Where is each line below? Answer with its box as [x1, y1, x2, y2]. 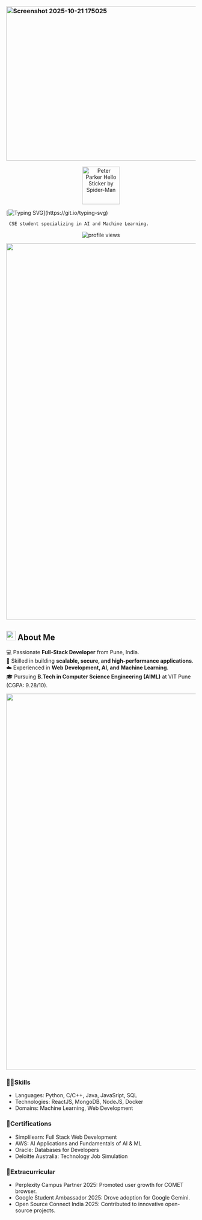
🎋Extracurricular [6, 1168, 56, 1176]
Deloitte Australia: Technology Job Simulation [14, 1153, 128, 1160]
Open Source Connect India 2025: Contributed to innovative [14, 1201, 164, 1207]
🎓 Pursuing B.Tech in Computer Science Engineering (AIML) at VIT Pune [6, 673, 191, 680]
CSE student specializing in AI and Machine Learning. [8, 221, 149, 227]
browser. [14, 1187, 37, 1195]
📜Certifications [6, 1119, 52, 1128]
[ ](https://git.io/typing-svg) [6, 209, 108, 217]
